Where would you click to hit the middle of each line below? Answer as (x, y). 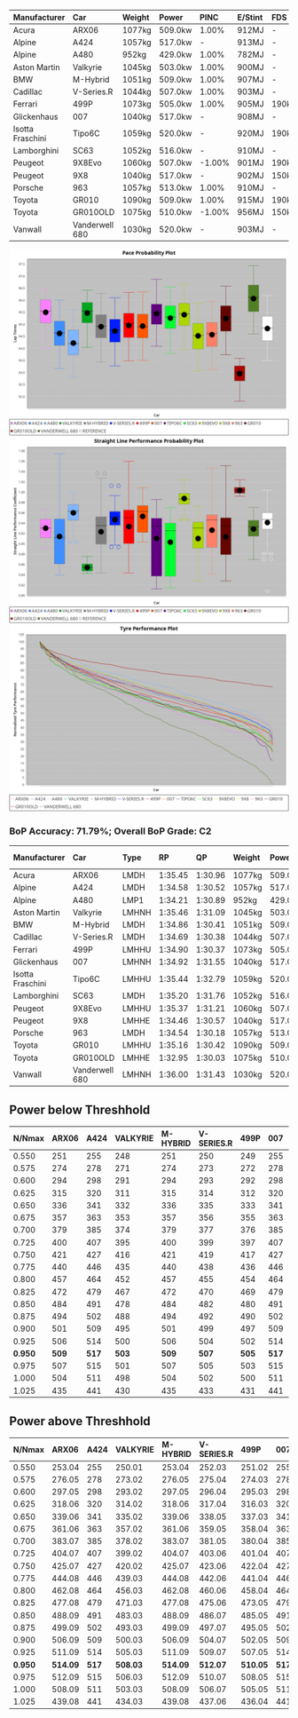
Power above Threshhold (80, 1421)
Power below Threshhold (80, 1109)
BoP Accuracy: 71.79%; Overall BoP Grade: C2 (110, 831)
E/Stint (250, 17)
